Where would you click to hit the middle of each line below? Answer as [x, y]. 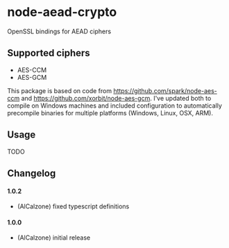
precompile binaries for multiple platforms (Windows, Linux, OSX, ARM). [110, 113]
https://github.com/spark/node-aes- [165, 90]
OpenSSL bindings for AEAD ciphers [59, 31]
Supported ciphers [49, 53]
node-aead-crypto [62, 12]
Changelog [32, 173]
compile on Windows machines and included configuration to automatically [114, 106]
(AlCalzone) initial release [54, 238]
